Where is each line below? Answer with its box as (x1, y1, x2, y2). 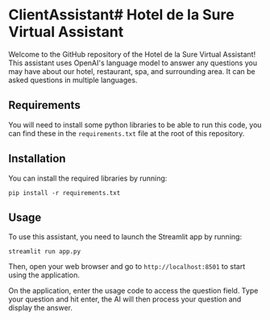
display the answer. (8, 303, 73, 313)
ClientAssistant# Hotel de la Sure (8, 6, 235, 24)
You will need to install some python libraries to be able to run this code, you (8, 119, 262, 130)
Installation (8, 152, 66, 166)
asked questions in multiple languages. (8, 75, 138, 85)
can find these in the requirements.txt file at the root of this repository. (8, 128, 245, 138)
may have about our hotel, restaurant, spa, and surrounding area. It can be (8, 66, 255, 76)
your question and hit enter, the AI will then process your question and (8, 294, 242, 304)
